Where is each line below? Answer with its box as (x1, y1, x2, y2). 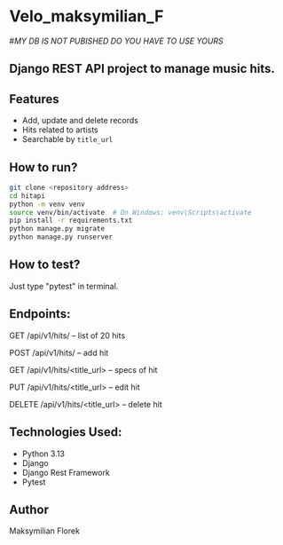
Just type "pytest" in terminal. (9, 280, 119, 291)
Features (9, 91, 59, 107)
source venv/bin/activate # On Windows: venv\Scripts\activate (9, 208, 252, 217)
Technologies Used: (9, 424, 122, 440)
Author (9, 502, 49, 517)
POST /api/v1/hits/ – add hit (9, 347, 109, 358)
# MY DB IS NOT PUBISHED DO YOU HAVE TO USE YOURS (9, 36, 224, 46)
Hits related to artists (21, 124, 99, 135)
